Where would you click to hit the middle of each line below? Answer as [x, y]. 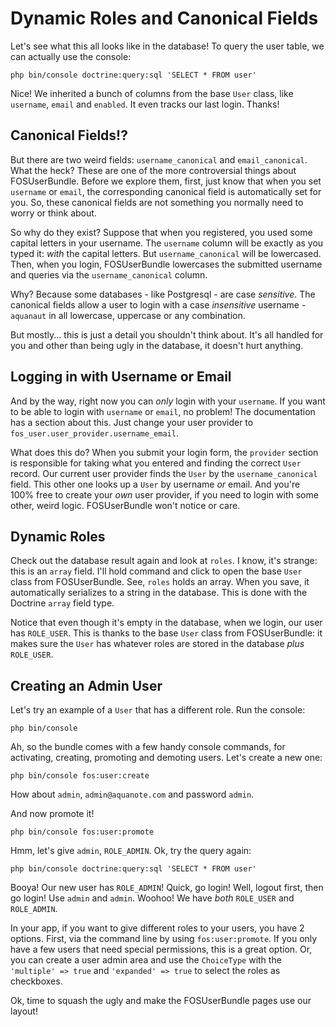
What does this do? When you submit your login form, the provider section [164, 452]
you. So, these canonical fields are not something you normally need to [157, 202]
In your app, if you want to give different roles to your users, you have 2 [157, 928]
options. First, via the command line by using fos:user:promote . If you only [164, 939]
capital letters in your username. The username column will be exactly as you [167, 243]
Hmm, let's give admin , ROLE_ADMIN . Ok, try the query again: [131, 851]
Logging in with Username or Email [121, 377]
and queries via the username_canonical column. [109, 274]
